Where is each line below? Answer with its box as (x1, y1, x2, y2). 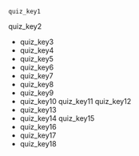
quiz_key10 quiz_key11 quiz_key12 (19, 97, 132, 106)
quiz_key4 (19, 46, 54, 55)
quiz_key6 (19, 62, 54, 72)
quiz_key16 (19, 122, 58, 131)
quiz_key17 (19, 130, 57, 140)
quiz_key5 (19, 54, 54, 63)
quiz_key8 (19, 80, 54, 89)
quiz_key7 (19, 71, 54, 80)
